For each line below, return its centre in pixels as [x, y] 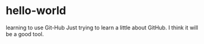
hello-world [36, 11]
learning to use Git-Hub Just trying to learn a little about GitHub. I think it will [102, 28]
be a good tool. [25, 34]
